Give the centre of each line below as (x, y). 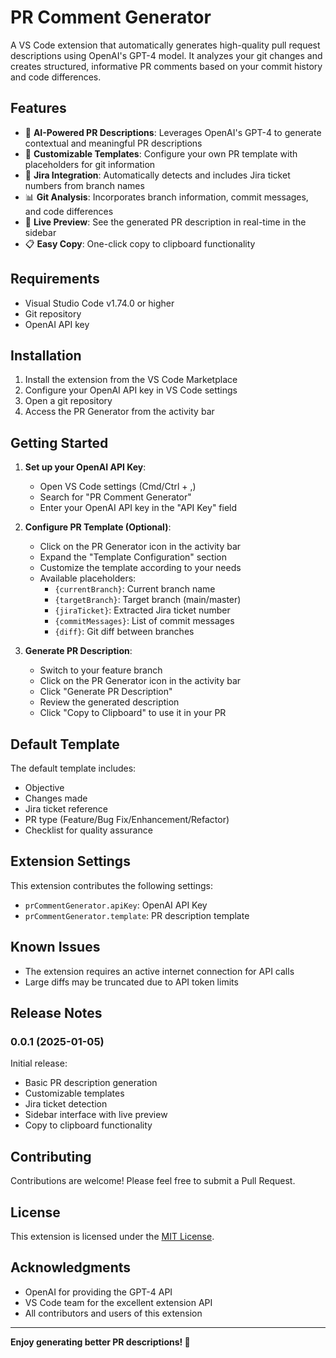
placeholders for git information (90, 164)
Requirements (55, 279)
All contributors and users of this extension (113, 1313)
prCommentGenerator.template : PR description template (137, 915)
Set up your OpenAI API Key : (85, 467)
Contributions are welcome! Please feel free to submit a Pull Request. (153, 1181)
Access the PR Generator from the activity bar (119, 412)
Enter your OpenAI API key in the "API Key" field (138, 508)
